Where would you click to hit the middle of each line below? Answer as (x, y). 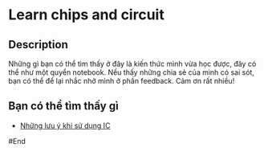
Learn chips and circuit (86, 15)
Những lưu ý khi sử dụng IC (65, 125)
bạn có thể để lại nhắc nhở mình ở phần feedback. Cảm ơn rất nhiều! (122, 81)
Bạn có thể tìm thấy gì (63, 106)
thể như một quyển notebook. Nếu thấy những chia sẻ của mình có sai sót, (132, 72)
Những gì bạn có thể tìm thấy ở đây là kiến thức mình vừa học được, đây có (132, 64)
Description (38, 45)
